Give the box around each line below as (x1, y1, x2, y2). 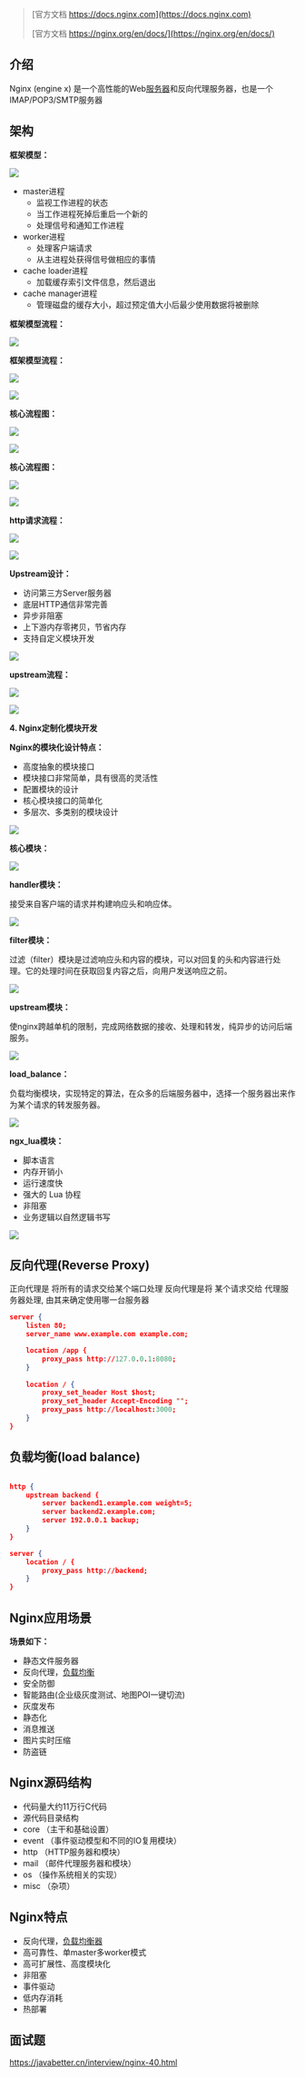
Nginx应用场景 (9, 1610, 93, 1626)
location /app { (25, 1346, 88, 1355)
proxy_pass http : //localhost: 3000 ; (42, 1405, 177, 1414)
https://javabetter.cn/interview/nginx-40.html (9, 2057, 178, 2068)
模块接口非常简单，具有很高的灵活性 (22, 772, 159, 783)
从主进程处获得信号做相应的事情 (35, 253, 156, 264)
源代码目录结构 (22, 1812, 79, 1823)
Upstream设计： (9, 567, 72, 579)
